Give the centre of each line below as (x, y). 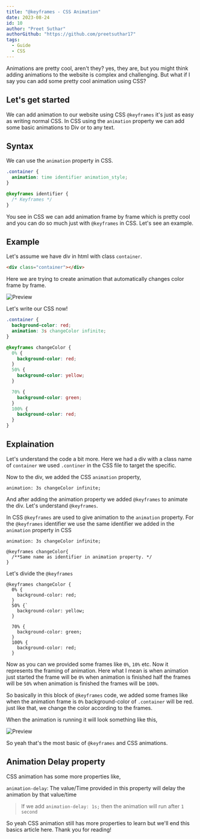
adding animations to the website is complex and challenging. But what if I (98, 74)
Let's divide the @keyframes (40, 573)
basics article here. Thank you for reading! (59, 829)
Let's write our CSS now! (37, 309)
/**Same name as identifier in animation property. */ (82, 557)
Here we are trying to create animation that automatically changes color (95, 279)
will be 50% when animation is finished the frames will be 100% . (83, 683)
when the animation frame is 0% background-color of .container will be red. (100, 701)
